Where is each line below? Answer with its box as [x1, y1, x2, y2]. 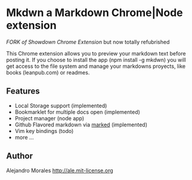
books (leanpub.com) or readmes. [6, 69, 90, 76]
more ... [14, 134, 34, 141]
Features [6, 86, 40, 97]
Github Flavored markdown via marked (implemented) [14, 121, 148, 128]
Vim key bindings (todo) [14, 127, 74, 134]
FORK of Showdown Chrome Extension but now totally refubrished [6, 38, 170, 45]
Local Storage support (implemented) [14, 102, 107, 109]
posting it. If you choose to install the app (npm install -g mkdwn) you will [6, 56, 186, 63]
